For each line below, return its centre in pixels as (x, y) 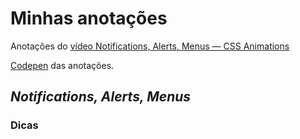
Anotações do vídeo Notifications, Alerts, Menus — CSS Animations (150, 46)
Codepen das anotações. (62, 65)
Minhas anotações (89, 18)
